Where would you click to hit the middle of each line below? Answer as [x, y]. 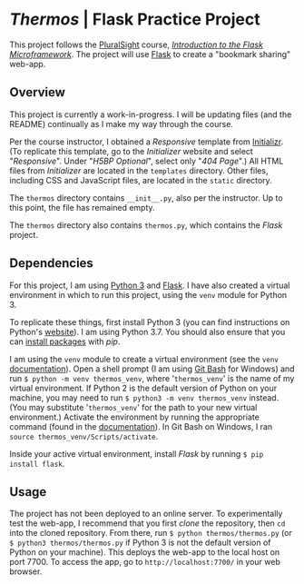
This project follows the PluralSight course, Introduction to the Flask [136, 45]
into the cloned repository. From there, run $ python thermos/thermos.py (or [151, 533]
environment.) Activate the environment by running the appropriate [135, 417]
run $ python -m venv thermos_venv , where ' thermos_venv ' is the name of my [152, 378]
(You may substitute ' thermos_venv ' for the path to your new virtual [133, 407]
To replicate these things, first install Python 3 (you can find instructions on [150, 322]
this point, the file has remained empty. [83, 207]
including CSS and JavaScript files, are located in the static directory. [141, 180]
